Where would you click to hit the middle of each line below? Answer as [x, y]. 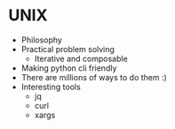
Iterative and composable [81, 58]
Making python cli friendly [69, 68]
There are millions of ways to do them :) [94, 77]
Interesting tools [51, 87]
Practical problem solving [68, 49]
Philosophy [42, 40]
